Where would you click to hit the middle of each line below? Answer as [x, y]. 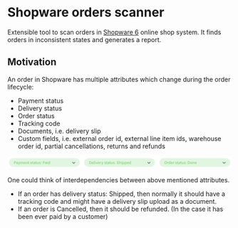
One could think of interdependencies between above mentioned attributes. [119, 180]
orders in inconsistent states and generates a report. [84, 39]
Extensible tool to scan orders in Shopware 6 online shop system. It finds [114, 32]
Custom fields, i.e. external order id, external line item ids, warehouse [119, 138]
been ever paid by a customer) [63, 217]
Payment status [41, 100]
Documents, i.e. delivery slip [59, 131]
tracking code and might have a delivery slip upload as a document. [117, 202]
